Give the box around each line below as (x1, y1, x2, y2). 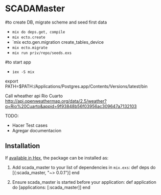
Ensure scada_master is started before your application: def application (12, 179, 157, 185)
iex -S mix (12, 69, 35, 74)
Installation (5, 142, 40, 150)
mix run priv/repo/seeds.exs (12, 50, 72, 56)
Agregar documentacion (12, 127, 62, 133)
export (5, 78, 19, 84)
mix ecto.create (12, 35, 46, 40)
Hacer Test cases (12, 122, 48, 128)
